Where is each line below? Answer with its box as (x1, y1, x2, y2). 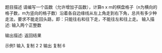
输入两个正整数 (11, 22, 42, 28)
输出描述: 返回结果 (5, 33, 42, 38)
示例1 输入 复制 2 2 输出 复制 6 (5, 43, 66, 48)
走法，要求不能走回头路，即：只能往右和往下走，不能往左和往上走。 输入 (5, 16, 150, 22)
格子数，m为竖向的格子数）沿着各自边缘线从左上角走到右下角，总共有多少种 (5, 10, 157, 16)
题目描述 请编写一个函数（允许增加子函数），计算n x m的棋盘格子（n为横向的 (5, 4, 158, 10)
